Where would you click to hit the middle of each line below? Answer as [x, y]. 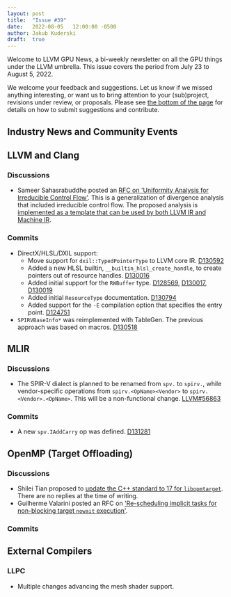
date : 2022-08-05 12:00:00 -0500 [62, 26]
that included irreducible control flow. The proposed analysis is [107, 205]
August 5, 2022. [30, 74]
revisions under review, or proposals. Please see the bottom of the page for [115, 102]
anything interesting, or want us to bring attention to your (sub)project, [108, 95]
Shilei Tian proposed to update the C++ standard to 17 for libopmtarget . [120, 488]
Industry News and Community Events [93, 132]
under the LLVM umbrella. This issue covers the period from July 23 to [109, 67]
